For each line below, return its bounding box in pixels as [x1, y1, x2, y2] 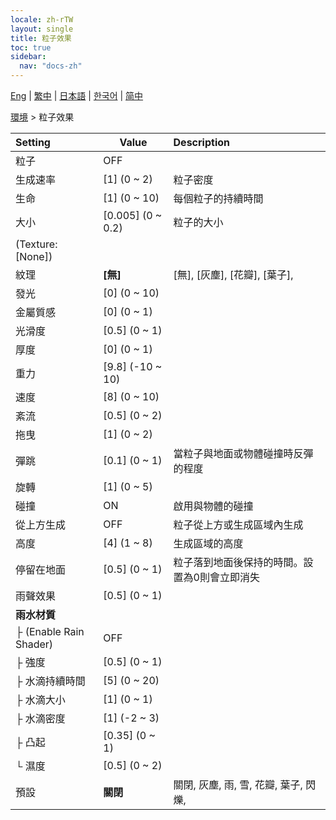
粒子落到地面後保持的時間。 [173, 556, 304, 569]
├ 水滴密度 [15, 712, 66, 725]
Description [173, 136, 230, 149]
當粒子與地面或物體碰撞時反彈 [173, 447, 314, 460]
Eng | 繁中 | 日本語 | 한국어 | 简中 [10, 90, 144, 101]
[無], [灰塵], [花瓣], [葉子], [173, 268, 294, 281]
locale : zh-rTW [10, 14, 74, 25]
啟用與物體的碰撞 [173, 499, 254, 513]
